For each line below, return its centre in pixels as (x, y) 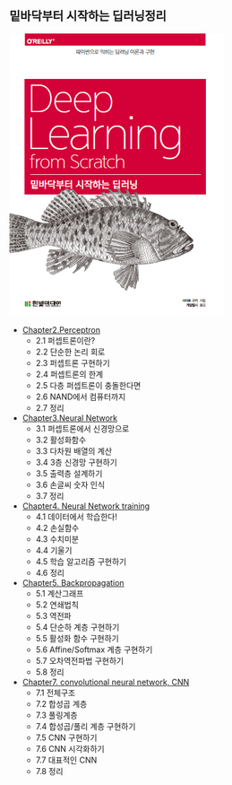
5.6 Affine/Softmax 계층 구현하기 (94, 650)
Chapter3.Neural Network (70, 418)
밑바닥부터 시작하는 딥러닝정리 (88, 16)
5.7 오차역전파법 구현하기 (79, 660)
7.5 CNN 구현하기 (66, 737)
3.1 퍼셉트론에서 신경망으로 (82, 428)
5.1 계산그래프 (60, 593)
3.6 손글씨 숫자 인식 (70, 484)
